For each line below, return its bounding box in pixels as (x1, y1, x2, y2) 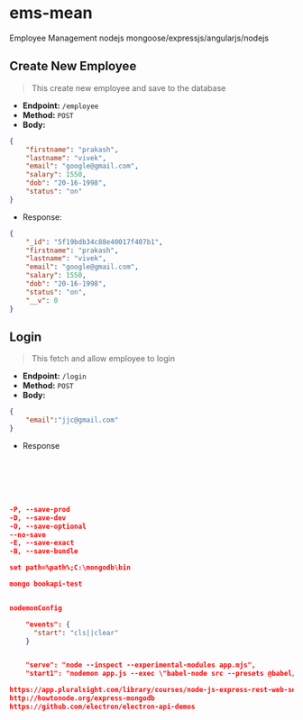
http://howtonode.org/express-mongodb (9, 694, 155, 703)
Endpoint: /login (22, 370, 87, 381)
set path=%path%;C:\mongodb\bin (9, 563, 131, 572)
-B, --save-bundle (9, 547, 78, 556)
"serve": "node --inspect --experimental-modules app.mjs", (25, 661, 256, 670)
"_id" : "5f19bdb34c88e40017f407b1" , (25, 237, 164, 246)
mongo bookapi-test (9, 579, 83, 588)
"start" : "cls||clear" (32, 628, 119, 637)
